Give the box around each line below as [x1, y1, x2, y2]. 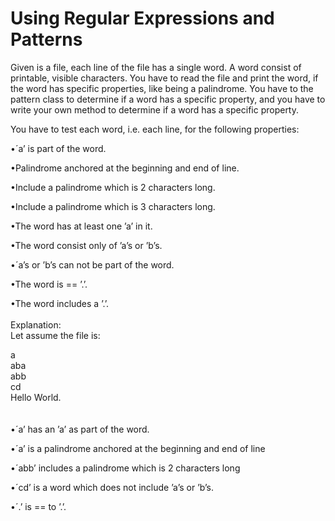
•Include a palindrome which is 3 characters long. [10, 200, 216, 212]
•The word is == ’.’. [10, 278, 88, 290]
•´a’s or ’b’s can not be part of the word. [10, 258, 175, 271]
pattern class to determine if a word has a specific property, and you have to [10, 93, 326, 105]
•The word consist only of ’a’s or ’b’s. [10, 239, 163, 251]
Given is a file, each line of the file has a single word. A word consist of [10, 61, 302, 73]
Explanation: [10, 318, 62, 331]
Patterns [10, 28, 83, 51]
